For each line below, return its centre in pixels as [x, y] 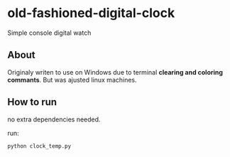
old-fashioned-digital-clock [91, 13]
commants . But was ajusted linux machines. [72, 80]
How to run [32, 102]
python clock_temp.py [39, 146]
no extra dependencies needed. [54, 119]
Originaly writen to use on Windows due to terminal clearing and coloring [115, 72]
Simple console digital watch [49, 33]
